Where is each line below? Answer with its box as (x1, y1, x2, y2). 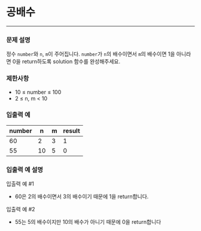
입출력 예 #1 (6, 180, 34, 187)
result (63, 126, 81, 135)
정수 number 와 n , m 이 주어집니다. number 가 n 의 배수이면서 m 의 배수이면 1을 (6, 50, 175, 57)
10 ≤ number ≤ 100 (14, 88, 62, 96)
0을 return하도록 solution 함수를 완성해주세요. (12, 58, 121, 65)
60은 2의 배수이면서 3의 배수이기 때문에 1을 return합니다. (14, 193, 149, 200)
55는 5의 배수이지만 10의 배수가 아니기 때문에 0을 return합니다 (14, 218, 162, 226)
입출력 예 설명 (6, 165, 44, 174)
